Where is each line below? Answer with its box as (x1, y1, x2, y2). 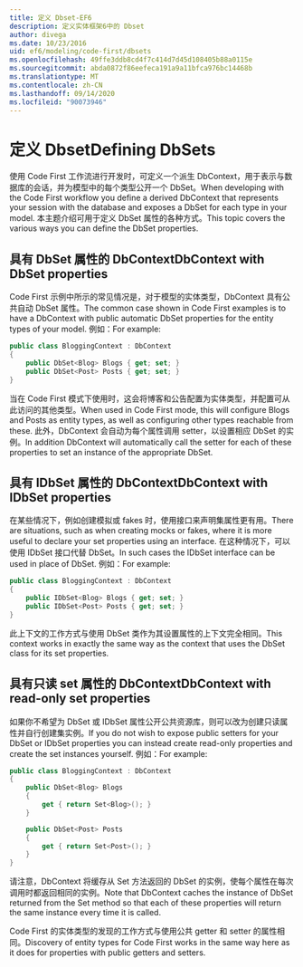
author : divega (9, 30, 67, 39)
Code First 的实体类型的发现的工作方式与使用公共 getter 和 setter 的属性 (9, 925, 278, 937)
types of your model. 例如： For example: (9, 323, 161, 335)
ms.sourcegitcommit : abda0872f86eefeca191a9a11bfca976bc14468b (9, 64, 253, 73)
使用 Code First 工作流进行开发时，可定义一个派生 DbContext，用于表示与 (9, 171, 285, 182)
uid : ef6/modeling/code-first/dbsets (9, 47, 152, 56)
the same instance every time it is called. (9, 907, 161, 918)
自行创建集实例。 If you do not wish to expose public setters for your (24, 727, 279, 738)
